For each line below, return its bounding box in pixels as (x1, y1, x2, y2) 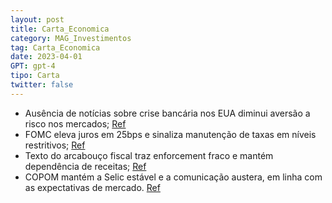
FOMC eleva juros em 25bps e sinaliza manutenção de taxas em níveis (24, 128, 317, 140)
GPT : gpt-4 (10, 61, 56, 71)
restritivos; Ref (24, 139, 86, 151)
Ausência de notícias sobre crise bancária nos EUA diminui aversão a (24, 107, 311, 119)
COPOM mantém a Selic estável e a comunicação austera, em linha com (24, 171, 323, 183)
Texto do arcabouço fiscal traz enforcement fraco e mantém (24, 149, 274, 161)
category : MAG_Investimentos (10, 33, 132, 43)
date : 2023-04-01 (10, 52, 83, 62)
